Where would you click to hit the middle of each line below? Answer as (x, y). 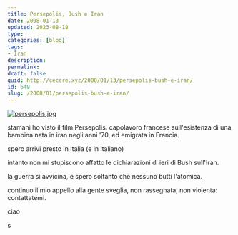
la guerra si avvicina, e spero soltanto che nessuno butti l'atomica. (105, 177)
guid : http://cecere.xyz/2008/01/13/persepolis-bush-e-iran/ (100, 80)
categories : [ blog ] (36, 41)
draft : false (27, 73)
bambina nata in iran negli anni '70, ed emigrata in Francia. (94, 135)
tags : (15, 47)
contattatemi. (27, 198)
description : (27, 61)
